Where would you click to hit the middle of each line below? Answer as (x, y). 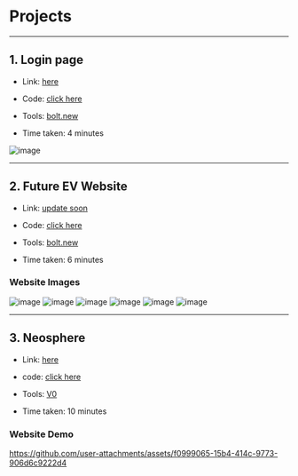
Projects (41, 16)
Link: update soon (55, 208)
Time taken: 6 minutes (63, 259)
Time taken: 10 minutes (64, 411)
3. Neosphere (47, 338)
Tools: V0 (39, 393)
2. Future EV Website (68, 187)
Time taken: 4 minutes (63, 133)
